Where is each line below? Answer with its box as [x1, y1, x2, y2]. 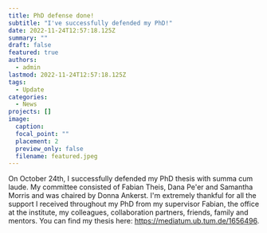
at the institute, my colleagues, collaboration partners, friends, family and [8, 208, 249, 217]
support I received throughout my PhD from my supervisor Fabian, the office [8, 200, 260, 209]
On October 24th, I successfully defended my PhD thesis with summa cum [8, 174, 253, 184]
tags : [8, 78, 26, 86]
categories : [8, 93, 48, 101]
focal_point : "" [15, 130, 69, 138]
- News [15, 100, 37, 108]
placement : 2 [15, 137, 59, 146]
